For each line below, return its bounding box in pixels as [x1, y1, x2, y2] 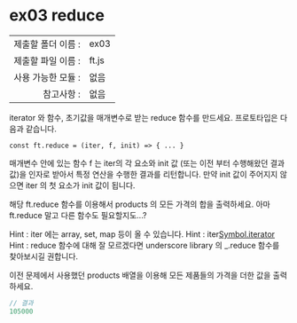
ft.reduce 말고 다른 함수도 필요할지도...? [9, 209, 147, 220]
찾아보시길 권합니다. [9, 250, 78, 262]
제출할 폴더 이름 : [13, 37, 82, 50]
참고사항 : [43, 88, 82, 100]
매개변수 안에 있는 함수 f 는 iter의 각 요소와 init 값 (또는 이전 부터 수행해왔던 [9, 157, 269, 169]
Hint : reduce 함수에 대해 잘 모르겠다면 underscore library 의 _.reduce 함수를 [9, 240, 280, 250]
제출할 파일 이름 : [13, 54, 82, 67]
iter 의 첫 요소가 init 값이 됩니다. [25, 179, 136, 191]
